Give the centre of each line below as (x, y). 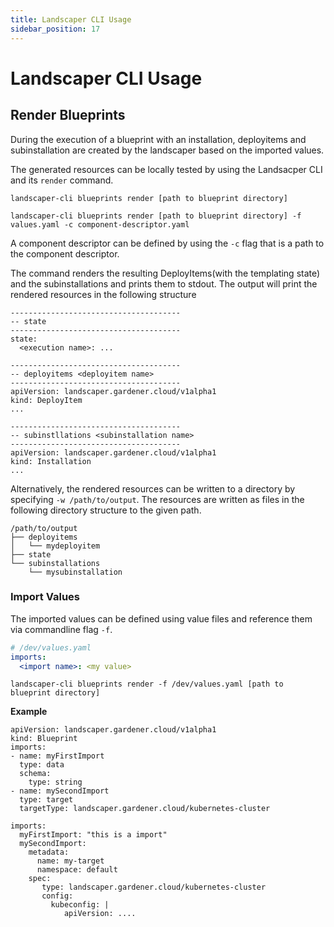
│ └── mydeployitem (55, 546)
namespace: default (77, 870)
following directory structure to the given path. (106, 510)
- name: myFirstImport (57, 756)
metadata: (49, 852)
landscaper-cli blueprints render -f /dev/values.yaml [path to (147, 684)
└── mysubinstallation (75, 572)
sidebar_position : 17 (55, 29)
